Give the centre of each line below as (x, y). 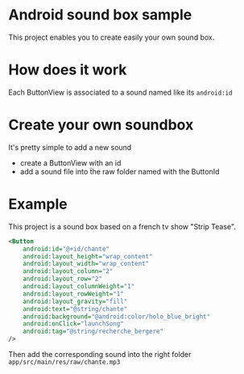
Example (38, 204)
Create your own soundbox (101, 125)
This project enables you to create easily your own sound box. (112, 37)
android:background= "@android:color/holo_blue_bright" (117, 317)
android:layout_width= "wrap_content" (86, 264)
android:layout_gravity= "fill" (75, 301)
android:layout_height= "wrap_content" (88, 256)
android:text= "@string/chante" (75, 309)
